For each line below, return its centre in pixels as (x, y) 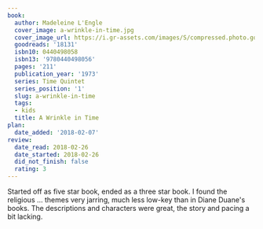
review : (20, 140)
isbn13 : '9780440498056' (55, 60)
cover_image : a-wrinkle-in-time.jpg (74, 30)
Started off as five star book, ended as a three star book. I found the (117, 191)
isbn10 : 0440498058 (46, 52)
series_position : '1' (50, 89)
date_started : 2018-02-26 (57, 154)
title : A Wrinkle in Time (57, 118)
